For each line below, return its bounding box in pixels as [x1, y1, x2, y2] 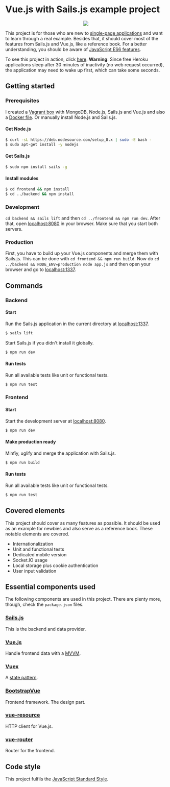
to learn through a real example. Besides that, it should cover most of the [5, 35, 159, 41]
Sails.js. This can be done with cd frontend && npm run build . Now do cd [5, 256, 159, 262]
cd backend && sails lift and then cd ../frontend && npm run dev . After [5, 215, 161, 221]
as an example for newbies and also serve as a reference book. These [5, 525, 153, 531]
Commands [5, 281, 43, 290]
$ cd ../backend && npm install [5, 191, 74, 196]
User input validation [12, 568, 57, 574]
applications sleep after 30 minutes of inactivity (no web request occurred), [5, 61, 164, 67]
